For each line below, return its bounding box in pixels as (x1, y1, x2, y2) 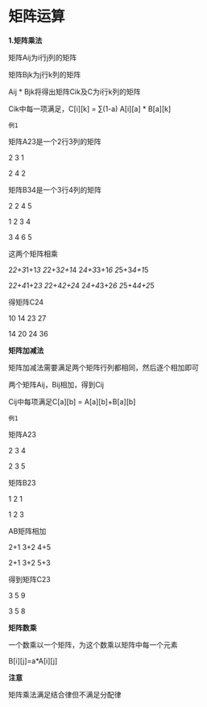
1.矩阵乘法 (8, 35, 43, 45)
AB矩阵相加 (8, 526, 47, 535)
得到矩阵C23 (8, 574, 51, 584)
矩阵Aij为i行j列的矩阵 (8, 52, 77, 62)
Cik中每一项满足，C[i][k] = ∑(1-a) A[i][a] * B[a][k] (8, 104, 172, 114)
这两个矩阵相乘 (8, 249, 58, 258)
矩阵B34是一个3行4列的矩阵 (8, 184, 102, 194)
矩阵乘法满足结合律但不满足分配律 (8, 689, 122, 699)
